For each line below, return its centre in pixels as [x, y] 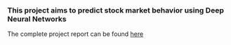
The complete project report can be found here [75, 34]
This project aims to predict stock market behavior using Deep [116, 10]
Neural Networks [37, 19]
